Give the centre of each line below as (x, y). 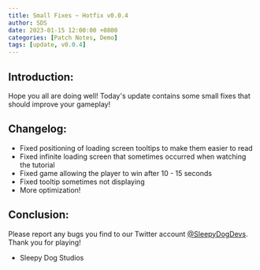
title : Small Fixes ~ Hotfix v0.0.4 (68, 15)
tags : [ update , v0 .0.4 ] (47, 45)
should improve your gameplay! (59, 104)
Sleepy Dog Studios (52, 257)
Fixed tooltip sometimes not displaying (82, 182)
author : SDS (28, 23)
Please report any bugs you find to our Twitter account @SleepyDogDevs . (128, 234)
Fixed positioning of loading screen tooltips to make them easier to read (136, 148)
